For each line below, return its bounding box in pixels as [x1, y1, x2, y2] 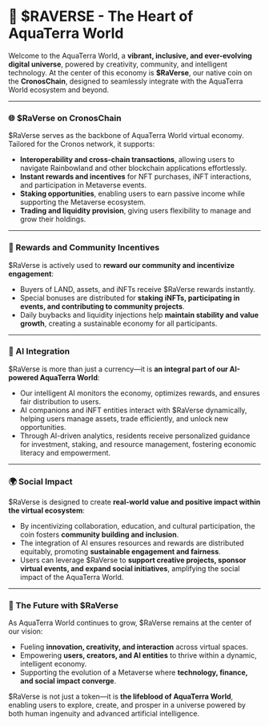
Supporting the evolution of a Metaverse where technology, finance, [19, 667, 248, 677]
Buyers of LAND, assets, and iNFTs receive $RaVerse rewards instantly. [19, 284, 256, 294]
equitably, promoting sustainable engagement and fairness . [19, 547, 222, 557]
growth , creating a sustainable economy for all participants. [19, 318, 218, 328]
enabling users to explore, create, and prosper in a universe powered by [8, 700, 247, 710]
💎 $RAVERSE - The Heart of [8, 7, 194, 26]
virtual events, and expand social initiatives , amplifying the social [19, 564, 240, 574]
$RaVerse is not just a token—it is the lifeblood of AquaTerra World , [8, 692, 234, 701]
